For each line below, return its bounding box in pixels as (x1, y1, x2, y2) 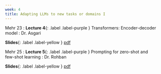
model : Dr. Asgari (5, 30, 41, 36)
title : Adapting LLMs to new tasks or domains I (5, 12, 106, 16)
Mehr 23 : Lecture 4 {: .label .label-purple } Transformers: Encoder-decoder (5, 25, 157, 30)
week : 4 (5, 7, 21, 12)
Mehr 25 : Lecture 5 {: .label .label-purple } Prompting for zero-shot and (5, 49, 148, 55)
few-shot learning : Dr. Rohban (5, 54, 67, 59)
